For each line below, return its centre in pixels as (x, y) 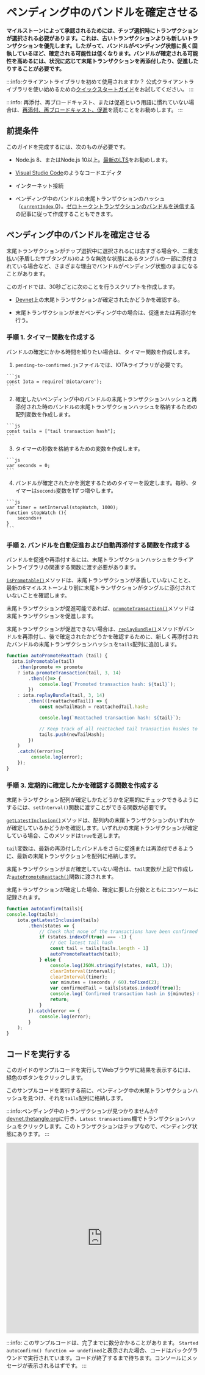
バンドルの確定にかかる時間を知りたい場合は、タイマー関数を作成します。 (100, 352)
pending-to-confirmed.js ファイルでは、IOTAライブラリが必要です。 (100, 365)
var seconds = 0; (28, 465)
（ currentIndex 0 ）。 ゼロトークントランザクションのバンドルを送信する (105, 206)
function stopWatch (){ (37, 513)
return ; (59, 1000)
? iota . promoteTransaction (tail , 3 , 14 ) (69, 673)
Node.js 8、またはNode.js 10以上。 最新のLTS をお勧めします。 (93, 160)
